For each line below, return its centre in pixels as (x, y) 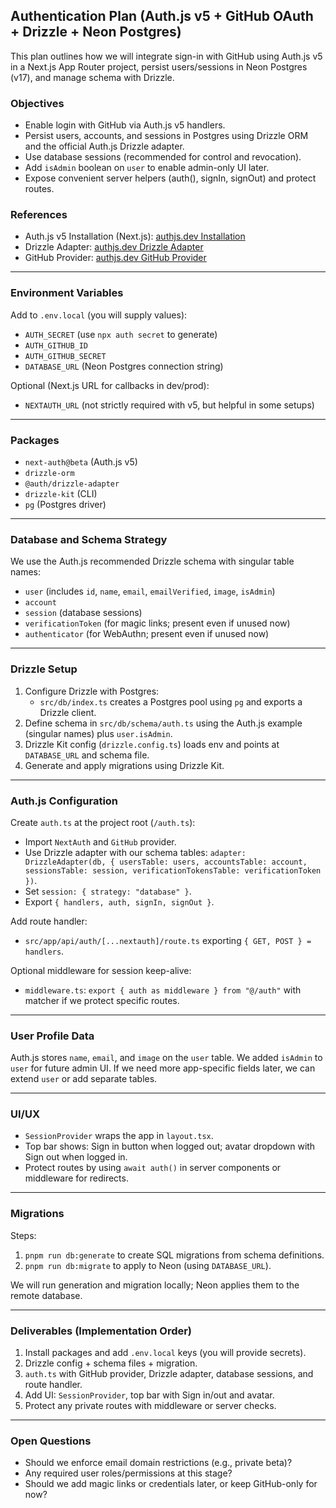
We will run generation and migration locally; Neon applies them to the (155, 1285)
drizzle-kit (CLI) (61, 493)
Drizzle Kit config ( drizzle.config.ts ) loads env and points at (152, 744)
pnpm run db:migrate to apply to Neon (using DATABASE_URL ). (148, 1265)
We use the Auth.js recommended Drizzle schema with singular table (152, 561)
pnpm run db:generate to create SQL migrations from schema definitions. (174, 1255)
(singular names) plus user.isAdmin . (98, 733)
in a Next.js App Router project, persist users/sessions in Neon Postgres (159, 66)
